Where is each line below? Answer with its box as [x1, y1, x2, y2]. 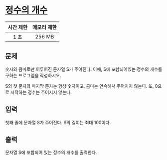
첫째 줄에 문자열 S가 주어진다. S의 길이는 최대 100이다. [5, 119, 111, 125]
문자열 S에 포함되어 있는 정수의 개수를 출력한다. [5, 150, 97, 156]
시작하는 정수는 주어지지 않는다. [10, 89, 72, 95]
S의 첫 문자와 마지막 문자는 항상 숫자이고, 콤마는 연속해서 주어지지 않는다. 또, [5, 83, 154, 89]
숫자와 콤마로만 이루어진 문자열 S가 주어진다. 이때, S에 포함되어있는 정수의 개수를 [5, 66, 163, 72]
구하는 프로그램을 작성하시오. [5, 72, 61, 78]
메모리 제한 [32, 23, 57, 30]
